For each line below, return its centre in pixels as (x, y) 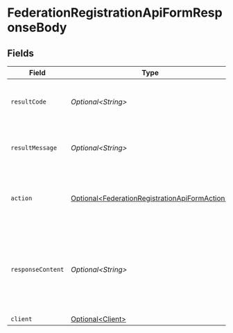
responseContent (37, 269)
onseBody (37, 27)
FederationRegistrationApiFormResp (115, 13)
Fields (21, 53)
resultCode (28, 102)
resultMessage (34, 148)
